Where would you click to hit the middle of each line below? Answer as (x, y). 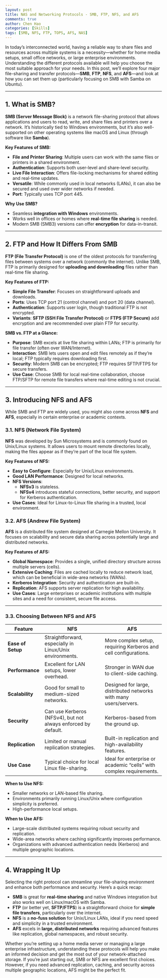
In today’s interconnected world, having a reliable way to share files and (79, 47)
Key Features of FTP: (27, 281)
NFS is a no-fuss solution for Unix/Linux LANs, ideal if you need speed (85, 918)
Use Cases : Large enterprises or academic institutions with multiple (82, 593)
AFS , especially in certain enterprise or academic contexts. (66, 417)
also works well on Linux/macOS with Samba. (59, 902)
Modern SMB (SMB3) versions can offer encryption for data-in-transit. (85, 224)
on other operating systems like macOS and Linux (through (87, 132)
